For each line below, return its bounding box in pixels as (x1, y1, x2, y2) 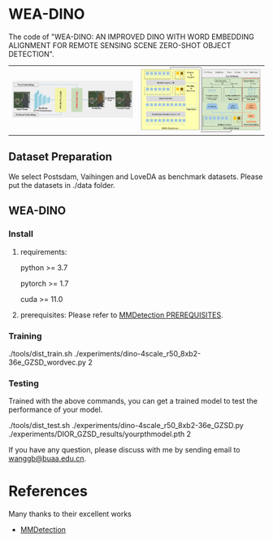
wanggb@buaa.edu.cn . (8, 453, 87, 464)
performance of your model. (8, 404, 103, 415)
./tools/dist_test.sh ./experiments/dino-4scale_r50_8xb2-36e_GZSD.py (8, 421, 244, 431)
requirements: (19, 247, 67, 256)
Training (8, 330, 42, 342)
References (8, 482, 88, 500)
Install (8, 229, 34, 240)
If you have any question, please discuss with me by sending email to (8, 445, 240, 455)
